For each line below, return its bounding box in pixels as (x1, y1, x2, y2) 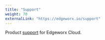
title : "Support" (5, 7, 41, 12)
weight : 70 (5, 12, 28, 17)
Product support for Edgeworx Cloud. (5, 30, 82, 36)
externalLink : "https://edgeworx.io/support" (5, 16, 101, 21)
